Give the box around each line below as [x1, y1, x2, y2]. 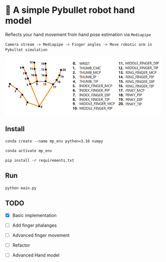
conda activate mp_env [5, 148, 52, 153]
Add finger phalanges [12, 222, 57, 228]
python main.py [5, 185, 37, 190]
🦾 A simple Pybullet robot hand [5, 4, 135, 16]
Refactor [12, 242, 30, 248]
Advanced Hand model [12, 252, 60, 258]
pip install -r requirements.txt [5, 158, 75, 163]
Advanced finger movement [12, 232, 70, 238]
